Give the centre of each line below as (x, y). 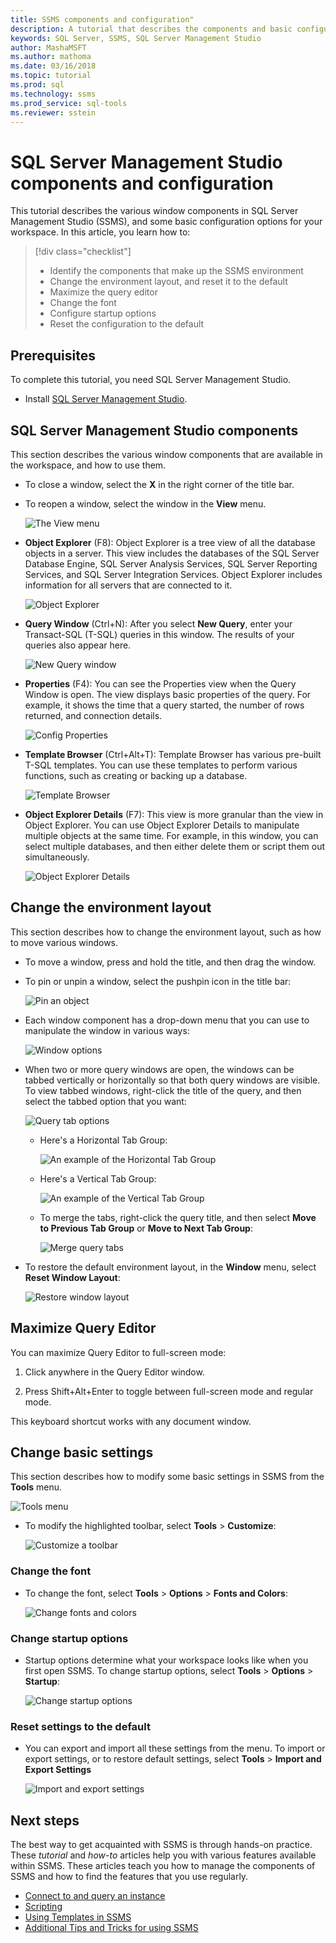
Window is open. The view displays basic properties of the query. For (168, 694)
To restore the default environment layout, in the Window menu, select (170, 1267)
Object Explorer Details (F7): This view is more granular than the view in (174, 814)
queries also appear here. (78, 645)
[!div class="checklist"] (83, 252)
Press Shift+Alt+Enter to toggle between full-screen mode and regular (169, 1391)
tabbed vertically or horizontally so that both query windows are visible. (172, 1080)
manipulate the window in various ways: (107, 1030)
